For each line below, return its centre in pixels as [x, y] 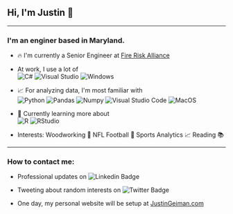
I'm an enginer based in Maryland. [66, 40]
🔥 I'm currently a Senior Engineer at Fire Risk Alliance [93, 55]
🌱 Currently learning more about [63, 114]
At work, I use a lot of [48, 69]
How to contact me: [41, 162]
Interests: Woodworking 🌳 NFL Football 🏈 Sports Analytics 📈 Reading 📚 [120, 135]
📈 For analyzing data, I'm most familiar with [80, 90]
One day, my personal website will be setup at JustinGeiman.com [111, 204]
